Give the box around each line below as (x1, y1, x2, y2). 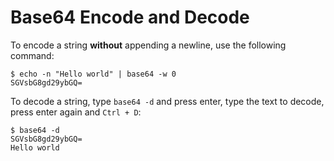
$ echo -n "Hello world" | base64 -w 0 (10, 69, 177, 79)
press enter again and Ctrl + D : (10, 106, 142, 118)
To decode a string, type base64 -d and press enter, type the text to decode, (10, 95, 325, 107)
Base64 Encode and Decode (10, 6, 250, 29)
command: (10, 49, 55, 61)
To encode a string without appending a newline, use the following (10, 39, 287, 51)
